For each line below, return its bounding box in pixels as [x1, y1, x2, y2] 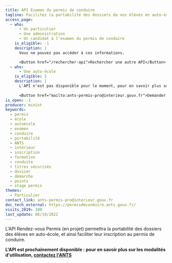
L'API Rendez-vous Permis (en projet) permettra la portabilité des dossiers [5, 226, 162, 232]
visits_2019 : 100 [5, 207, 42, 212]
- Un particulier [18, 27, 56, 32]
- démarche [10, 173, 33, 179]
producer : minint [5, 102, 42, 107]
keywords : [5, 107, 27, 113]
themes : [5, 188, 22, 193]
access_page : [5, 17, 33, 22]
